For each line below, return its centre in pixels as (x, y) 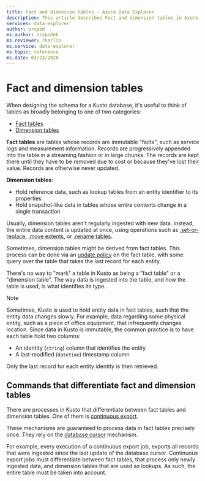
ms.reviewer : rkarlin (34, 40)
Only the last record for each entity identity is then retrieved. (83, 366)
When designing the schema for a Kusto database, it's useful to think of (97, 105)
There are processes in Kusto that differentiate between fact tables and (96, 410)
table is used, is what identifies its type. (56, 286)
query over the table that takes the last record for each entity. (84, 261)
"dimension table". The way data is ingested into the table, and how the (96, 279)
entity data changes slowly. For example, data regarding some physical (96, 316)
